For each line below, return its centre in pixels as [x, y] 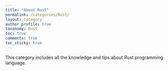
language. [16, 63]
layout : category [24, 19]
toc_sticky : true [24, 43]
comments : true [21, 39]
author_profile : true [28, 24]
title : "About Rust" [27, 10]
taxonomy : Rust [21, 29]
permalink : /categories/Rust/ [38, 15]
